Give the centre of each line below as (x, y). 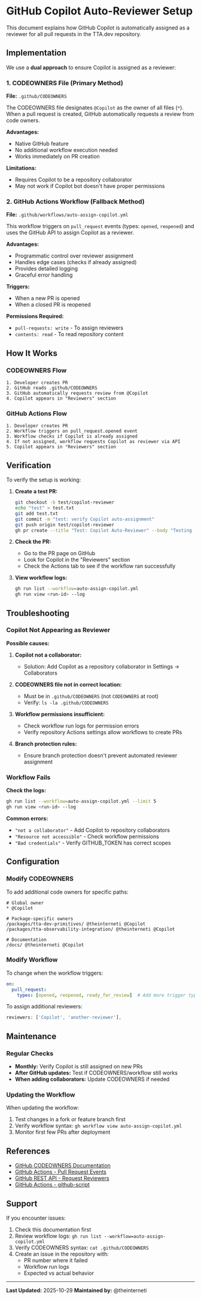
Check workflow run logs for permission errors (81, 726)
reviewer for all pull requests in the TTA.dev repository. (74, 34)
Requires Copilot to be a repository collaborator (73, 180)
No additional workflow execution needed (66, 150)
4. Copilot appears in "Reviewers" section (61, 399)
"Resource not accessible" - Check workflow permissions (87, 836)
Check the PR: (33, 542)
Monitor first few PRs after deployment (63, 1132)
